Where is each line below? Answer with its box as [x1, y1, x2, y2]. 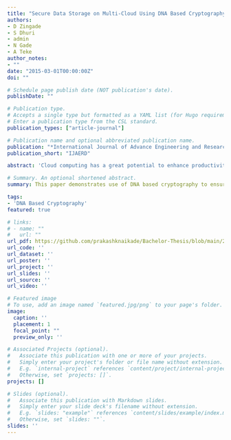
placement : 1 [13, 321, 51, 328]
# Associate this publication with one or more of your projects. [7, 353, 208, 359]
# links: [7, 218, 32, 226]
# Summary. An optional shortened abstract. [7, 175, 137, 182]
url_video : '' [7, 283, 48, 290]
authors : [7, 17, 32, 23]
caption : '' [13, 314, 48, 321]
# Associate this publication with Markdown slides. [7, 397, 168, 404]
